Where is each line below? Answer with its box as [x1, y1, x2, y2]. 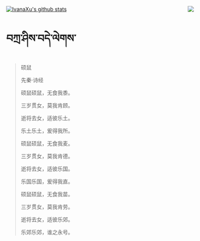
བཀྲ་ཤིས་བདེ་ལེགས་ [6, 32, 76, 45]
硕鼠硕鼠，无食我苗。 [20, 190, 73, 197]
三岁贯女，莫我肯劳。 [20, 203, 73, 210]
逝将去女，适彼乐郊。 [20, 215, 73, 223]
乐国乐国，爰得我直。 [20, 178, 73, 185]
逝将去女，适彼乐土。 [20, 114, 73, 122]
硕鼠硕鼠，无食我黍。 [20, 89, 73, 96]
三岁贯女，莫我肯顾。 [20, 101, 73, 109]
